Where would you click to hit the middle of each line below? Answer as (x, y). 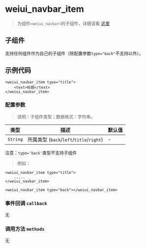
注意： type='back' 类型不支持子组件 (41, 153)
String (15, 139)
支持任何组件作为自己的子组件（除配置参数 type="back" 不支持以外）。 (74, 53)
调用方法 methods (25, 229)
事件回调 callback (26, 203)
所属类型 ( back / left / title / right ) (65, 139)
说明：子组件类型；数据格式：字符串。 (56, 117)
